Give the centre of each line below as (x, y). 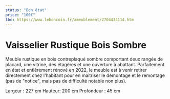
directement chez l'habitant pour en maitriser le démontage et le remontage (85, 75)
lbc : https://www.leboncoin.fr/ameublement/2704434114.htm (70, 19)
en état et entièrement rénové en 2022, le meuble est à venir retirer (76, 70)
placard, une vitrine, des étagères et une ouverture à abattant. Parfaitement (85, 65)
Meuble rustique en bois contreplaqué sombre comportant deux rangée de (84, 59)
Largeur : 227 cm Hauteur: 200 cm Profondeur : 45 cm (63, 91)
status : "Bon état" (26, 10)
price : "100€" (20, 15)
